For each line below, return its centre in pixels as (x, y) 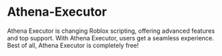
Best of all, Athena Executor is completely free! (73, 45)
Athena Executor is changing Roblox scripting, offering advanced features (111, 31)
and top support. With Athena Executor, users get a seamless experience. (111, 38)
